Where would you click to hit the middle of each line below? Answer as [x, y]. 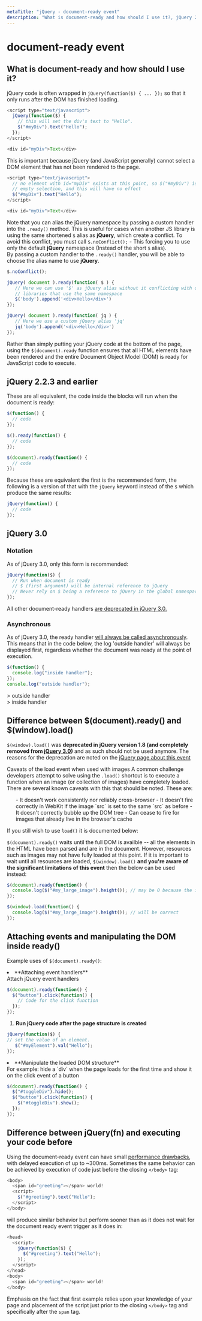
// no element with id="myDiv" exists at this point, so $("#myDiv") [101, 184]
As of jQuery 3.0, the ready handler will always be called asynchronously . [97, 637]
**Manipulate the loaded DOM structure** [67, 1062]
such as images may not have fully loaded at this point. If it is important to [98, 855]
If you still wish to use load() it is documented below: [73, 830]
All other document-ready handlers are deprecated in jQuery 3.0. [87, 609]
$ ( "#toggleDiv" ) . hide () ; [43, 1092]
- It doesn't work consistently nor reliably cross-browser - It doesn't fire [104, 800]
